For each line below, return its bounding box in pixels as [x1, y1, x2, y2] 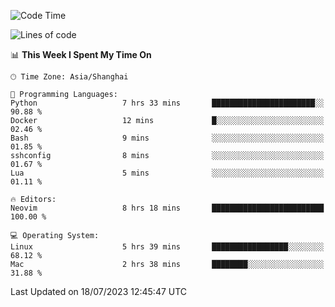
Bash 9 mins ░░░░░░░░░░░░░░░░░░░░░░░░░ [10, 133, 325, 143]
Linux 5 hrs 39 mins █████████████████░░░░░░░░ [10, 242, 325, 252]
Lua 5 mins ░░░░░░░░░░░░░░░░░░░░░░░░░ [10, 168, 325, 178]
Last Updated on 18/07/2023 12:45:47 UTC [10, 286, 188, 297]
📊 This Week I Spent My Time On [10, 49, 152, 60]
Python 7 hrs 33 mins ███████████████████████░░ [10, 98, 325, 108]
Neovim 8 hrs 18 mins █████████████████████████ [10, 203, 325, 213]
